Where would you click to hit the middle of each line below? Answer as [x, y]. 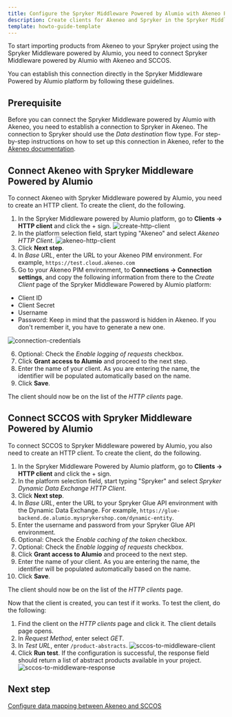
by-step [19, 141]
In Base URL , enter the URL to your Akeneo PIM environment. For [110, 255]
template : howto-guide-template [54, 26]
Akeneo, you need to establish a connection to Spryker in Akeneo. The [108, 127]
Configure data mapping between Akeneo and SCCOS [85, 706]
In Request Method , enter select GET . [71, 638]
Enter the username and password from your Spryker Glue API [106, 525]
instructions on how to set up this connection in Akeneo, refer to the [128, 141]
